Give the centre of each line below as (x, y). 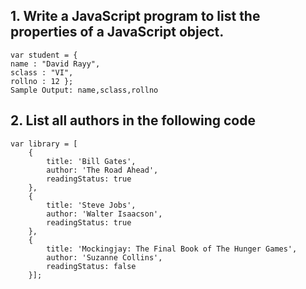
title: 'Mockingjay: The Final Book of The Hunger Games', (172, 249)
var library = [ (44, 144)
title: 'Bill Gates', (91, 161)
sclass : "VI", (42, 72)
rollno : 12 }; (42, 81)
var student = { (44, 55)
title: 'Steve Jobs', (91, 205)
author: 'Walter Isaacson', (104, 214)
